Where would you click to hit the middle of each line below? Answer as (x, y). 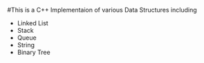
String (26, 45)
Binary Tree (34, 52)
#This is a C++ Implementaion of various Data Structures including (102, 10)
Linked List (33, 23)
